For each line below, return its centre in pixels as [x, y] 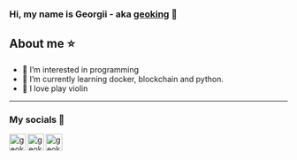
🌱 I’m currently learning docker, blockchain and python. [122, 79]
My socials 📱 [37, 119]
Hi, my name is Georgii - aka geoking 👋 [94, 14]
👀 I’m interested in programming [80, 69]
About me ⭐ [42, 44]
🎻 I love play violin [55, 88]
